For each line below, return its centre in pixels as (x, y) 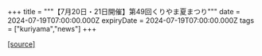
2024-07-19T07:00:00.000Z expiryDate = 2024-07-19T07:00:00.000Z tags (131, 21)
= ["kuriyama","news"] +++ (52, 29)
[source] (22, 44)
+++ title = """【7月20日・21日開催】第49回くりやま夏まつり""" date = (124, 11)
